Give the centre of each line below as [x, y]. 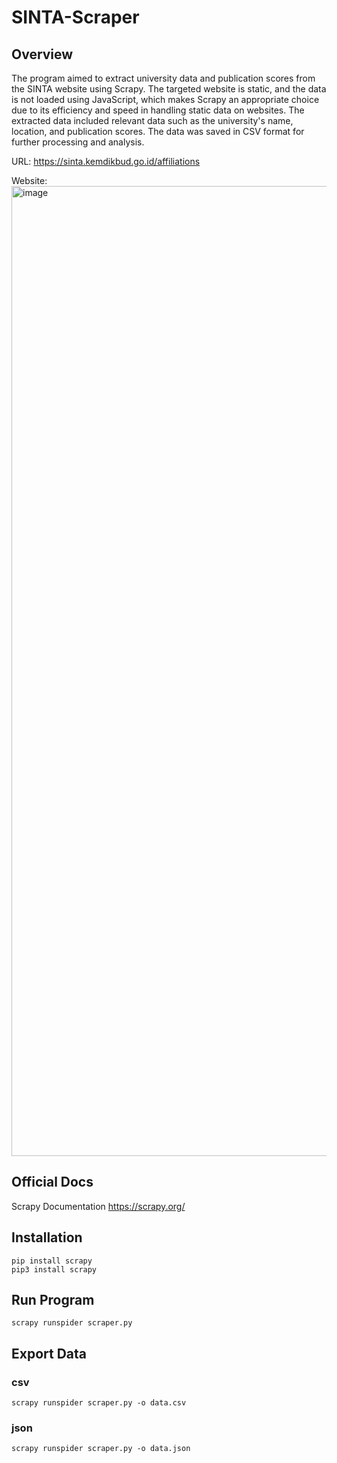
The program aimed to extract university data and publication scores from [163, 78]
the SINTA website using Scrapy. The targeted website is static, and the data [169, 89]
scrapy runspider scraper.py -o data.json [101, 1449]
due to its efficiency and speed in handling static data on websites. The [158, 110]
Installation [47, 1237]
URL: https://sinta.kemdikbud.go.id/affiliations [106, 161]
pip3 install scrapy [54, 1269]
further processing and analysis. [78, 142]
